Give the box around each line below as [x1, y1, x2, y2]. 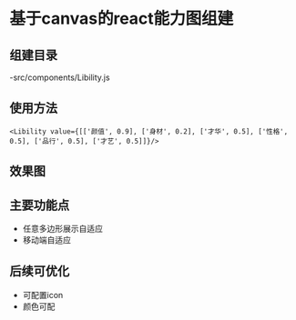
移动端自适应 [22, 235, 71, 245]
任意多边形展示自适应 [22, 224, 103, 235]
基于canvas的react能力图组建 [9, 8, 234, 29]
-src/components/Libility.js [9, 72, 111, 83]
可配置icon [22, 289, 64, 300]
